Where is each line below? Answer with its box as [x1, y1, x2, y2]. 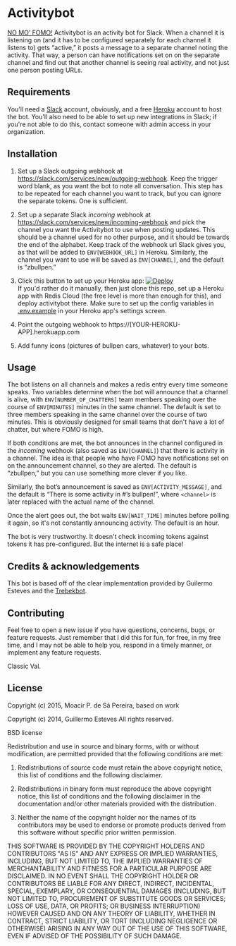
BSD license [7, 728, 42, 736]
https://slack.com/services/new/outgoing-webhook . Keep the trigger [17, 174, 218, 183]
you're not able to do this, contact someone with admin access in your [7, 120, 211, 128]
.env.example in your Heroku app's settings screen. [17, 306, 167, 315]
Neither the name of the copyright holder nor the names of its [17, 813, 197, 821]
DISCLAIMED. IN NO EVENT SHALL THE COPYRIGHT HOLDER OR [7, 871, 199, 880]
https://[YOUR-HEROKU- [108, 320, 181, 329]
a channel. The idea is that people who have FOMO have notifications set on [7, 454, 229, 463]
